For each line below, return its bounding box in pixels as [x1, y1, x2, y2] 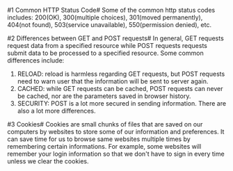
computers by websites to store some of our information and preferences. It [7, 128, 225, 136]
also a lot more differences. [17, 107, 96, 115]
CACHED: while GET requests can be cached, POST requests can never [17, 85, 224, 92]
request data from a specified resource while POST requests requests [7, 42, 207, 49]
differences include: [7, 56, 65, 65]
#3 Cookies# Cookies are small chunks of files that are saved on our [7, 120, 203, 128]
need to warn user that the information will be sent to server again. [17, 77, 209, 85]
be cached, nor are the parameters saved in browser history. [17, 92, 191, 100]
